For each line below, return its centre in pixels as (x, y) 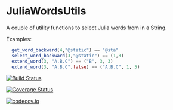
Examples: (19, 39)
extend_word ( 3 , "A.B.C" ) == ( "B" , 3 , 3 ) (62, 61)
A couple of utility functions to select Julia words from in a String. (86, 27)
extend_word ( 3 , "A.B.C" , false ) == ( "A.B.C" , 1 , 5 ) (76, 67)
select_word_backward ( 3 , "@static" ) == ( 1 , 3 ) (68, 56)
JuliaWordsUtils (46, 11)
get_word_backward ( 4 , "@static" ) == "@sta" (65, 50)
